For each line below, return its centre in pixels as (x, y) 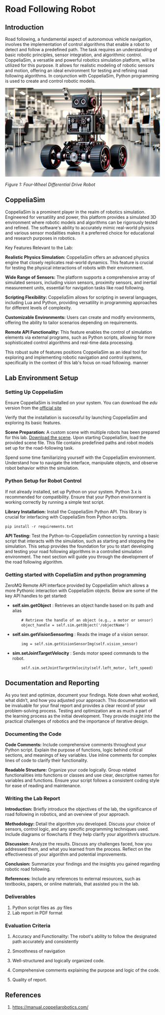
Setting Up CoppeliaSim (34, 392)
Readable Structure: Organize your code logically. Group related (71, 770)
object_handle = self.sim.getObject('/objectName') (75, 625)
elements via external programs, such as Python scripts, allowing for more (80, 337)
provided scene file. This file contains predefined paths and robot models (79, 443)
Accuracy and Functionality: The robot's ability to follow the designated (84, 936)
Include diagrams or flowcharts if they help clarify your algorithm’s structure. (82, 835)
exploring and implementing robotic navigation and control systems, (74, 357)
